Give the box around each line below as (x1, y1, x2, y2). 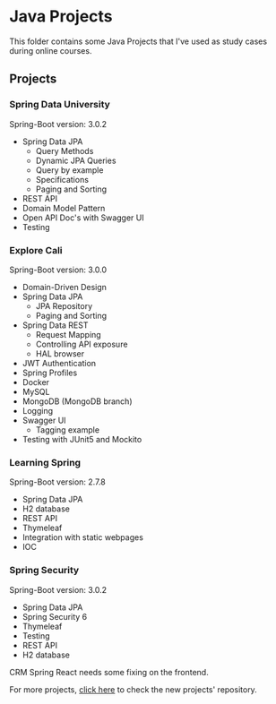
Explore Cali (9, 244, 63, 256)
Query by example (35, 164, 104, 176)
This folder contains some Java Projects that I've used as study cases (9, 36, 267, 47)
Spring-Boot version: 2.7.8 (9, 476, 106, 487)
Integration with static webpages (22, 532, 143, 543)
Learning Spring (9, 456, 82, 468)
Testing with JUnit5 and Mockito (22, 434, 142, 444)
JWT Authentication (22, 357, 97, 368)
